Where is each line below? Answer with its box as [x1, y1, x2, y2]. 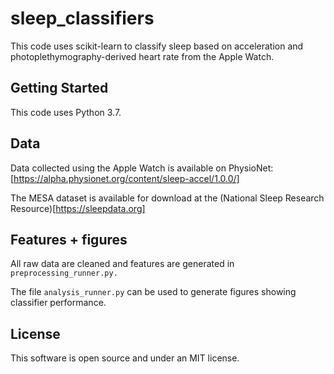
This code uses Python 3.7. [10, 106, 122, 118]
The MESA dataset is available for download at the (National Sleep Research [10, 192, 325, 204]
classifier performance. [10, 297, 107, 309]
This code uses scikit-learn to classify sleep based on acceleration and [10, 40, 304, 52]
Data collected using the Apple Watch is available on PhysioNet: [10, 162, 274, 174]
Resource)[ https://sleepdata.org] [10, 202, 146, 214]
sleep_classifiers [10, 7, 155, 30]
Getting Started [10, 80, 109, 97]
